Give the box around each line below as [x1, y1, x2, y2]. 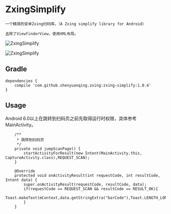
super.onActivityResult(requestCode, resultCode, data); [23, 182, 147, 187]
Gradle [5, 65, 27, 73]
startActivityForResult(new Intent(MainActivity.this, [23, 150, 142, 156]
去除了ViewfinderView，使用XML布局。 [5, 31, 78, 36]
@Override [14, 168, 36, 174]
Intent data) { [5, 177, 38, 182]
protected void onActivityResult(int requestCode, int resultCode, [14, 173, 160, 178]
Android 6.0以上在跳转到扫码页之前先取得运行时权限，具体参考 [5, 115, 137, 121]
